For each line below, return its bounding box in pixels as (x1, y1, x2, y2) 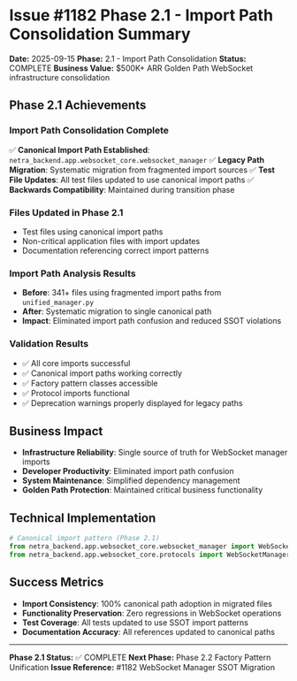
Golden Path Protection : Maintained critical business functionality (21, 485, 263, 495)
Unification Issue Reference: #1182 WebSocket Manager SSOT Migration (9, 662, 276, 672)
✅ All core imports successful (21, 357, 131, 368)
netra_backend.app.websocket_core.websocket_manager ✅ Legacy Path (9, 154, 265, 165)
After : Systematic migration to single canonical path (21, 306, 212, 317)
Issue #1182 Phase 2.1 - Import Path (9, 5, 274, 26)
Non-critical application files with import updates (21, 235, 201, 246)
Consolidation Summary (9, 24, 192, 44)
